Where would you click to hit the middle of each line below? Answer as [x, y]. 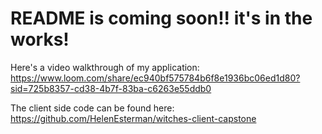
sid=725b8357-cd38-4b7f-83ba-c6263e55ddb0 [111, 88]
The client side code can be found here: [92, 108]
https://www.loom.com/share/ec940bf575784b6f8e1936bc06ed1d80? [155, 78]
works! [40, 39]
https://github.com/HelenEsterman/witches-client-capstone [133, 118]
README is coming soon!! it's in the [161, 18]
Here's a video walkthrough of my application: [105, 67]
